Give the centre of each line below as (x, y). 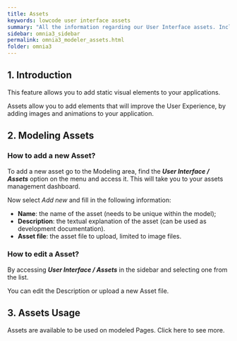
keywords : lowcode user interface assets (69, 20)
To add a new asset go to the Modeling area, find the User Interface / (109, 171)
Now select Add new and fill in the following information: (89, 200)
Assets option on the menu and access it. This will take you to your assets (115, 179)
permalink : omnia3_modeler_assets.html (66, 40)
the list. (18, 277)
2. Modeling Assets (51, 136)
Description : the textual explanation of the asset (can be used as (112, 221)
